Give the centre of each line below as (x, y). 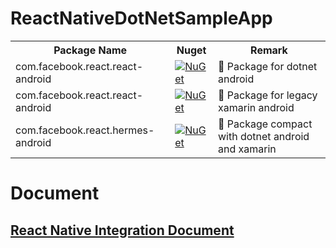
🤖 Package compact (265, 124)
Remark (269, 50)
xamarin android (256, 107)
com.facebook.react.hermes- (85, 130)
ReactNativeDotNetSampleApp (141, 18)
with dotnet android (263, 136)
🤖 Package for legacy (267, 95)
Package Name (90, 50)
